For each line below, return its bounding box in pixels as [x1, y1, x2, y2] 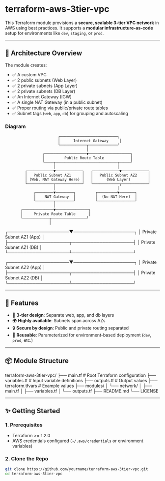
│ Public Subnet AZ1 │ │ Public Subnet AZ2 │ [25, 173, 151, 178]
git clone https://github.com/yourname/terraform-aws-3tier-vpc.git [5, 466, 148, 472]
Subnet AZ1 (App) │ [5, 234, 45, 240]
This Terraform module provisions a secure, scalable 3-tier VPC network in [5, 20, 159, 26]
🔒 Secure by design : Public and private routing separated [12, 325, 129, 331]
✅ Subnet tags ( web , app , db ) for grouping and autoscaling [12, 110, 129, 116]
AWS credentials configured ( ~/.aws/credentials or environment [12, 438, 143, 444]
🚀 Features [5, 299, 39, 307]
